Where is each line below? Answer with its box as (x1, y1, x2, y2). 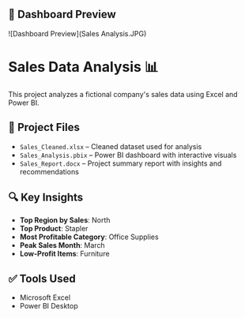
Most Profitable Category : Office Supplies (19, 232, 160, 241)
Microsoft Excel (19, 293, 71, 302)
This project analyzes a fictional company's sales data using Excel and (8, 89, 239, 99)
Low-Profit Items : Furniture (19, 249, 110, 259)
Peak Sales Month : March (19, 241, 105, 250)
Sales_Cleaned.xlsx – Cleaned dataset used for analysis (19, 141, 202, 151)
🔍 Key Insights (8, 190, 84, 204)
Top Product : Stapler (19, 224, 89, 234)
